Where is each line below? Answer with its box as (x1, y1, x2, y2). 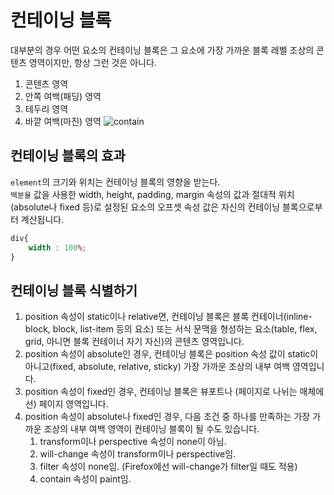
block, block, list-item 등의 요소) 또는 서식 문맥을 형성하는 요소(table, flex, (24, 323, 318, 335)
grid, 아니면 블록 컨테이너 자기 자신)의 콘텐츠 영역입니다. (24, 336, 245, 348)
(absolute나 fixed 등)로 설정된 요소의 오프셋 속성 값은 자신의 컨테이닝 (10, 201, 281, 213)
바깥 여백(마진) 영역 (24, 115, 102, 127)
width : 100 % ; (28, 242, 87, 253)
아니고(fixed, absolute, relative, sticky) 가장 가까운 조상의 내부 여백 (24, 361, 291, 373)
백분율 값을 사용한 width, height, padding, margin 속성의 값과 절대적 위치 (10, 188, 295, 200)
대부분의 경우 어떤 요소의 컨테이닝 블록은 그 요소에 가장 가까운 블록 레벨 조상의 (10, 44, 315, 56)
